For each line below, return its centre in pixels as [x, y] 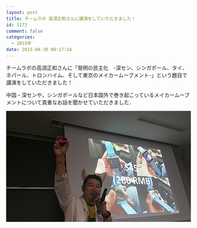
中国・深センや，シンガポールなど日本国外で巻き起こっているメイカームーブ [98, 95]
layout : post [22, 12]
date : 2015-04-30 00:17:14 [39, 50]
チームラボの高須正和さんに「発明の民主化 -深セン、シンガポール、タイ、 [97, 68]
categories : [21, 37]
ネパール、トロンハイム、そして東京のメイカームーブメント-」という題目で [97, 75]
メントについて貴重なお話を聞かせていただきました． [70, 102]
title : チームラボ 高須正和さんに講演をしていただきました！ [71, 19]
